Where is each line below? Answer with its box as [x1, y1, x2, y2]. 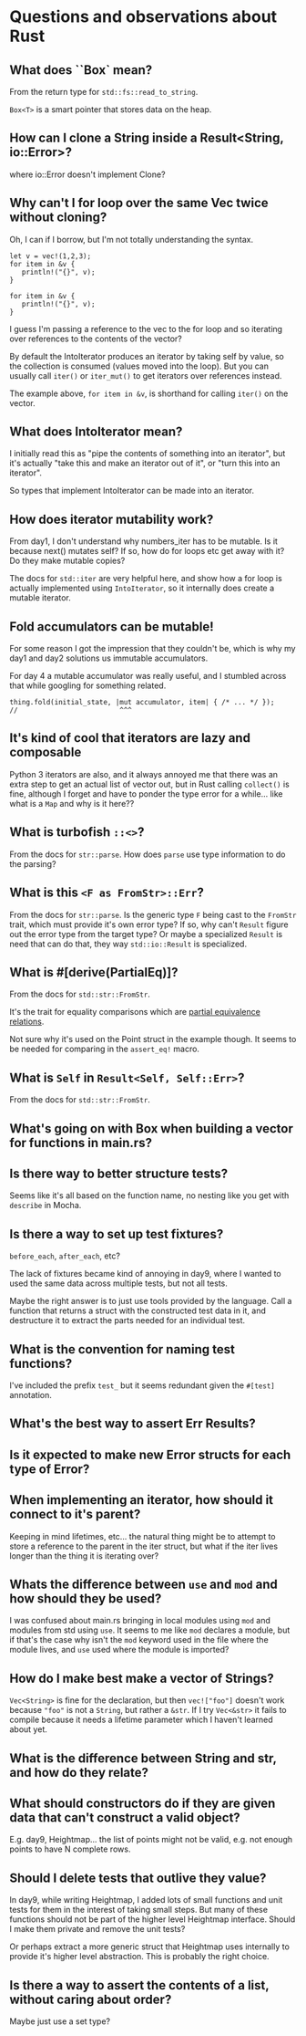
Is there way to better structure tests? [9, 1165, 229, 1181]
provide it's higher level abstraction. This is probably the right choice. [9, 1951, 270, 1962]
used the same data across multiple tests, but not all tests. [9, 1278, 228, 1289]
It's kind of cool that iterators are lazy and [9, 730, 250, 746]
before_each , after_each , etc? [9, 1250, 121, 1261]
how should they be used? [9, 1591, 162, 1606]
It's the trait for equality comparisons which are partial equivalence [9, 1007, 261, 1018]
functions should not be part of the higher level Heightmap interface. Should [9, 1914, 296, 1925]
